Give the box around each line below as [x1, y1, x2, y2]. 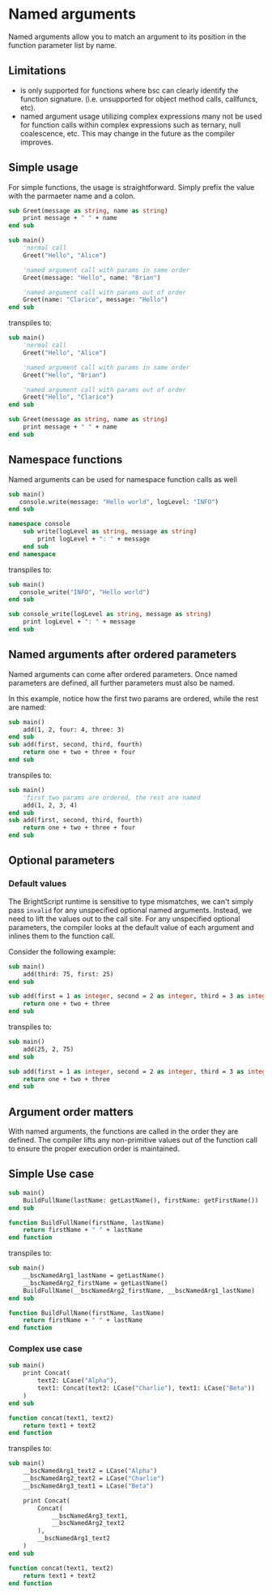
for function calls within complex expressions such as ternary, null [19, 119, 241, 130]
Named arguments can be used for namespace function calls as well [8, 474, 237, 484]
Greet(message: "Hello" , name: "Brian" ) [23, 274, 161, 282]
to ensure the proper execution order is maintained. [8, 1144, 180, 1153]
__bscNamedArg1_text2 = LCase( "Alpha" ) [23, 1467, 158, 1476]
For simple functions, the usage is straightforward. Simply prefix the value [8, 182, 255, 192]
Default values [8, 878, 67, 890]
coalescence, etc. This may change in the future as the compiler [19, 128, 235, 138]
